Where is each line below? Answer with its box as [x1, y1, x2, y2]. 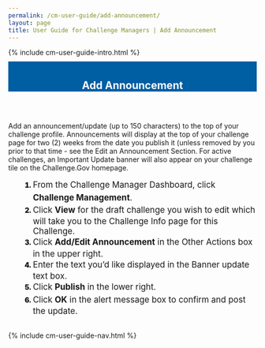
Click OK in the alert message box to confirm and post [32, 294, 246, 305]
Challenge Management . [32, 192, 132, 203]
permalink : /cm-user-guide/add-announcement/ [8, 11, 160, 20]
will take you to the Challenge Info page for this [32, 216, 218, 227]
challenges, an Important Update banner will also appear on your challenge [8, 155, 252, 164]
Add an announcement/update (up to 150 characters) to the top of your [8, 122, 239, 131]
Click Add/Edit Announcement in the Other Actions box [32, 237, 253, 248]
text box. [32, 271, 68, 282]
